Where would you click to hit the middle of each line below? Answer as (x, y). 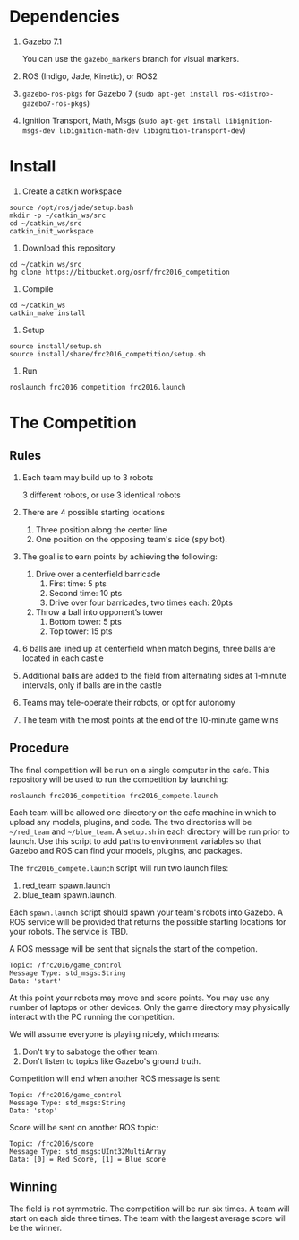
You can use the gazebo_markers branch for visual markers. (131, 58)
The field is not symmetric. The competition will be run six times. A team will (149, 1209)
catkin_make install (48, 313)
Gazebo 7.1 (42, 41)
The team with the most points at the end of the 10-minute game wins (150, 719)
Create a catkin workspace (72, 191)
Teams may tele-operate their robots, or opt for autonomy (128, 702)
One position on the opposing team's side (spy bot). (132, 539)
